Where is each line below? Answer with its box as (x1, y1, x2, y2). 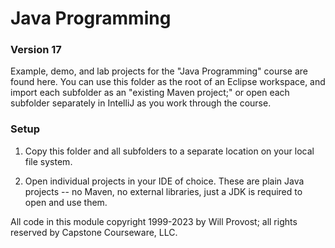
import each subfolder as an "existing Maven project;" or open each (10, 87, 290, 99)
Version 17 (10, 43, 62, 57)
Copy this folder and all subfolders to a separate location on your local (24, 145, 315, 157)
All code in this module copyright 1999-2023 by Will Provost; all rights (10, 215, 298, 227)
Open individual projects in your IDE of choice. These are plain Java (24, 175, 305, 187)
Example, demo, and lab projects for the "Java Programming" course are (10, 65, 308, 77)
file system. (24, 155, 73, 167)
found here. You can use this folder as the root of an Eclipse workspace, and (10, 76, 326, 88)
